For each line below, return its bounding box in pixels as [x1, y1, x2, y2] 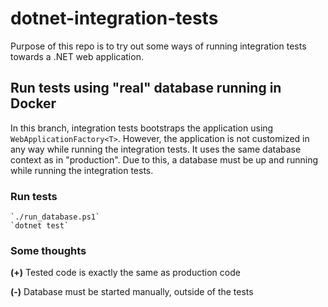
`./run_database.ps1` [10, 212, 101, 222]
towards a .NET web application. [10, 50, 144, 62]
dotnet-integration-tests [10, 7, 219, 30]
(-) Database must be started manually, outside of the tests [10, 286, 254, 298]
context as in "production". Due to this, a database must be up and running [10, 153, 319, 166]
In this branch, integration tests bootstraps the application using [10, 122, 274, 134]
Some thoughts [10, 243, 87, 257]
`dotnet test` [10, 221, 70, 231]
